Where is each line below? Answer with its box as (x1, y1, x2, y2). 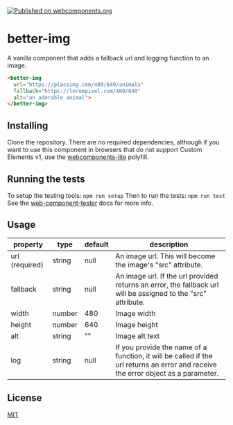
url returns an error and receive (115, 360, 217, 369)
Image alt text (115, 331, 160, 340)
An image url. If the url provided (115, 271, 218, 281)
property (12, 240, 44, 249)
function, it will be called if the (115, 351, 213, 360)
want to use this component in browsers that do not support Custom (7, 146, 202, 154)
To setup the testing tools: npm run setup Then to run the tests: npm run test (7, 191, 225, 199)
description (149, 240, 189, 249)
